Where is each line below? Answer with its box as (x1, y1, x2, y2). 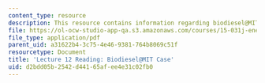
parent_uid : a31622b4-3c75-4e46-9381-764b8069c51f (8, 41, 178, 49)
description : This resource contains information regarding (8, 19, 211, 27)
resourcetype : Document (8, 48, 87, 56)
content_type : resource (8, 11, 87, 20)
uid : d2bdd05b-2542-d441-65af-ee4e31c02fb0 (8, 63, 154, 71)
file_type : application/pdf (8, 33, 101, 42)
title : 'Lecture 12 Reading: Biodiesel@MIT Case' (8, 56, 175, 64)
